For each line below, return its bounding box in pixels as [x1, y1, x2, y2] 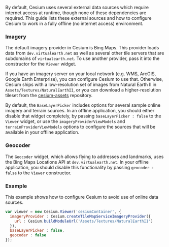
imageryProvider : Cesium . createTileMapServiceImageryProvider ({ [10, 213, 151, 219]
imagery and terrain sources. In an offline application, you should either [5, 108, 155, 114]
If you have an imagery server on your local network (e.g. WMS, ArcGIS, [5, 71, 156, 77]
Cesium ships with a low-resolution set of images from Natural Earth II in [5, 81, 157, 88]
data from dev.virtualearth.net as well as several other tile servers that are [5, 50, 164, 56]
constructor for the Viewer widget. [5, 61, 77, 67]
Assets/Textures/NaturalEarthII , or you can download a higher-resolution [5, 87, 161, 93]
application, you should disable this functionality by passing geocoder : [5, 164, 154, 170]
